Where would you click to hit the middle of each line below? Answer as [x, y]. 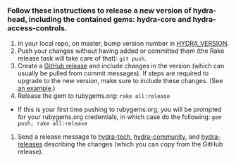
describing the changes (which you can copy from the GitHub [133, 144]
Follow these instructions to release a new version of [99, 11]
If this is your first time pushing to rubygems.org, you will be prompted [119, 110]
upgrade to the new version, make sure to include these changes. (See [120, 81]
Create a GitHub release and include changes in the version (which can [121, 66]
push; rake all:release [52, 124]
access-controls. [37, 28]
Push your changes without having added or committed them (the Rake [121, 51]
